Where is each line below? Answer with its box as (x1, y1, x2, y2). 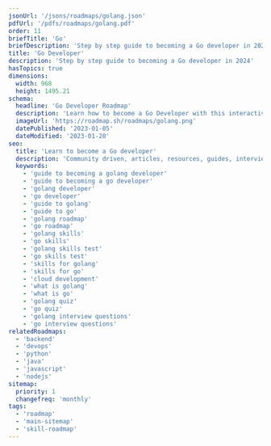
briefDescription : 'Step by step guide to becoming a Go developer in (8, 42, 251, 50)
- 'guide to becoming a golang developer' (23, 170, 168, 178)
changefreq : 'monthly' (15, 395, 92, 403)
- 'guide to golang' (23, 200, 92, 208)
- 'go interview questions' (23, 320, 117, 328)
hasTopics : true (8, 65, 63, 73)
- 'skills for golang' (23, 259, 99, 267)
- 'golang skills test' (23, 245, 103, 253)
